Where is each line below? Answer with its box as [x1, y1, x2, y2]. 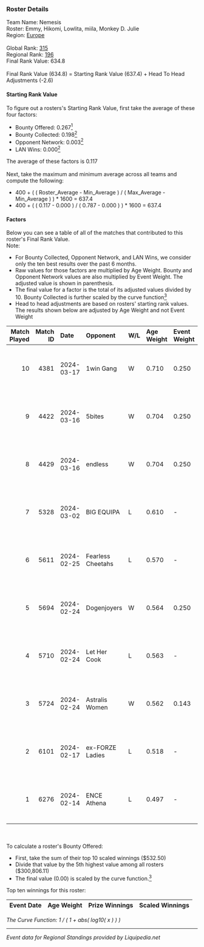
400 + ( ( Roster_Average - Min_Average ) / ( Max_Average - [15, 189, 166, 196]
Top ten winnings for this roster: [6, 886, 86, 894]
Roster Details [6, 5, 49, 13]
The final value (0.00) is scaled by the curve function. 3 [15, 873, 152, 882]
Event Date [9, 901, 42, 909]
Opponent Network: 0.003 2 [15, 137, 84, 146]
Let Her [86, 647, 107, 656]
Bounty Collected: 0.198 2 [15, 130, 78, 138]
